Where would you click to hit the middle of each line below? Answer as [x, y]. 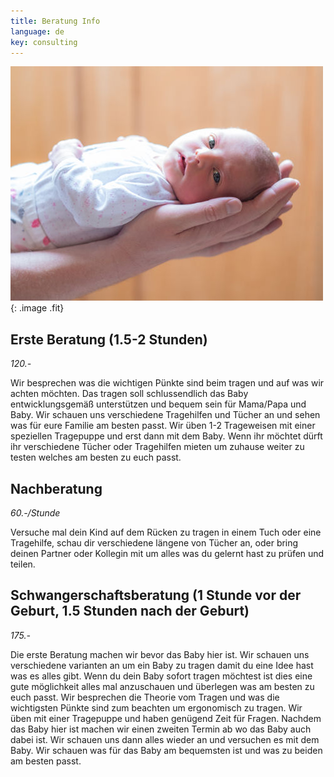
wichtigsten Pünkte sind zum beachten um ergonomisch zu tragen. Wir [156, 707]
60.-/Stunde [35, 513]
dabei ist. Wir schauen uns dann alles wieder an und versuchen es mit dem [165, 739]
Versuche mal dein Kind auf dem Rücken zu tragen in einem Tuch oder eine [166, 532]
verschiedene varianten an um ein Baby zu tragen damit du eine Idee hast [162, 665]
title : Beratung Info [55, 21]
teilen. [23, 564]
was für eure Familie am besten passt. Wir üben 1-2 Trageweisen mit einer [163, 426]
